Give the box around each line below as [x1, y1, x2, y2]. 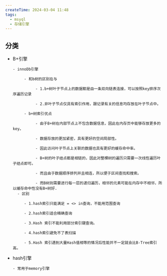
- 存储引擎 [10, 21, 30, 27]
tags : [5, 12, 17, 17]
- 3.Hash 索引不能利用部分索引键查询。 [24, 220, 97, 226]
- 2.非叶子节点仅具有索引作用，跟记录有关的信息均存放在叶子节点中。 [35, 101, 161, 106]
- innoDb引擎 [12, 67, 39, 72]
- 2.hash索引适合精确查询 [24, 211, 72, 216]
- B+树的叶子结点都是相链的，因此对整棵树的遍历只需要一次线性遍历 [35, 156, 157, 161]
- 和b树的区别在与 [24, 77, 58, 82]
